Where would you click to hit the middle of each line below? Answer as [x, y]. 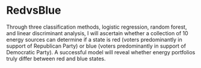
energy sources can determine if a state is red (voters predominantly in [94, 39]
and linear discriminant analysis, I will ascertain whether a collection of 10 [97, 33]
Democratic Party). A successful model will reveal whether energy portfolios [101, 52]
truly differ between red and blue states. [56, 58]
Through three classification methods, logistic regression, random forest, [97, 27]
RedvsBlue [34, 10]
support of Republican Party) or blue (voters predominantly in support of [96, 46]
